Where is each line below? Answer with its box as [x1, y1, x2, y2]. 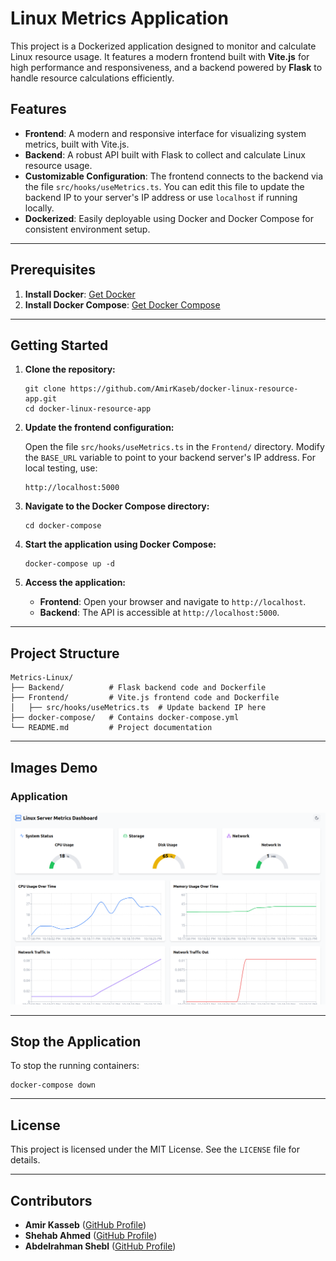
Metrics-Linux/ [10, 673, 74, 683]
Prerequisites [10, 262, 96, 279]
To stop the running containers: [10, 1060, 140, 1072]
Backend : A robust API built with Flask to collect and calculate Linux [24, 148, 306, 161]
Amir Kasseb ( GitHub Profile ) [24, 1218, 147, 1231]
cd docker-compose [24, 521, 102, 531]
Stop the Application [10, 1033, 142, 1050]
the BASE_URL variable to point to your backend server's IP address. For [24, 452, 316, 464]
